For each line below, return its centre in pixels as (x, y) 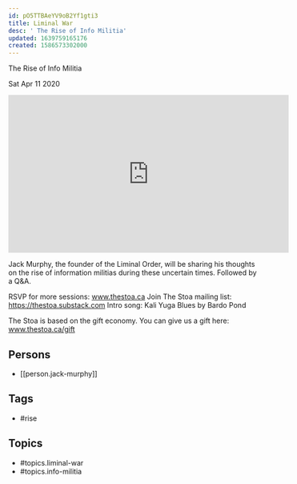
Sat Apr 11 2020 (34, 84)
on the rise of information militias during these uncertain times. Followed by (133, 272)
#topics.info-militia (51, 471)
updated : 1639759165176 (48, 38)
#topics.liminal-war (52, 462)
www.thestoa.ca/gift (42, 329)
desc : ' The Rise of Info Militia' (68, 30)
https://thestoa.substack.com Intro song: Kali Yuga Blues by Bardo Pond (127, 305)
